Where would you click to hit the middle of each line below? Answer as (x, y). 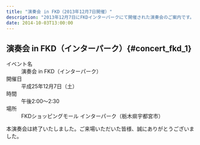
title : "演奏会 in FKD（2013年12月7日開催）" (59, 12)
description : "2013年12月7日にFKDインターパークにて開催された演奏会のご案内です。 (100, 17)
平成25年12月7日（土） (49, 87)
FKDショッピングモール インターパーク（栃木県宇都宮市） (93, 116)
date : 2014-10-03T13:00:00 (40, 23)
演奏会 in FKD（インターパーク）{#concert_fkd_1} (99, 48)
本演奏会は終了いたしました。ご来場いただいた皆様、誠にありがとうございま (100, 129)
